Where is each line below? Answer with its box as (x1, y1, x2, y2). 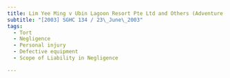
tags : (7, 23, 23, 29)
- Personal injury (13, 42, 67, 49)
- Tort (13, 29, 32, 36)
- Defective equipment (13, 49, 79, 55)
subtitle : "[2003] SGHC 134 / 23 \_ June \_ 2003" (7, 16, 143, 23)
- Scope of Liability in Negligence (13, 55, 118, 62)
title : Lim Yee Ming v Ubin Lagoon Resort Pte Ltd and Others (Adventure (7, 10, 224, 17)
